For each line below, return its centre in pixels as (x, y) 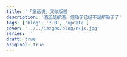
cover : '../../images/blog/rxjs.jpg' (53, 28)
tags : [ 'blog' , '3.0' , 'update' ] (48, 23)
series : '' (20, 34)
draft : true (21, 39)
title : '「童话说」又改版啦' (38, 12)
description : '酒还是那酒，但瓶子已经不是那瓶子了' (64, 17)
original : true (25, 45)
